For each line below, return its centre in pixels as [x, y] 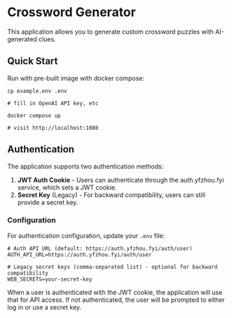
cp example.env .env [37, 91]
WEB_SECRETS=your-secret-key [50, 279]
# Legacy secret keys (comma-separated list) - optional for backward [112, 267]
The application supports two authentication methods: [86, 166]
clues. [47, 39]
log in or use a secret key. [45, 307]
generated [22, 39]
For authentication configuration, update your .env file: [86, 235]
